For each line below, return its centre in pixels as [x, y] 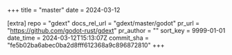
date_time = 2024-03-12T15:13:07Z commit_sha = [78, 38]
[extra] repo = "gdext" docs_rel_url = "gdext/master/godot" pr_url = [103, 23]
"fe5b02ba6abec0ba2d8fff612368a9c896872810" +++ [86, 45]
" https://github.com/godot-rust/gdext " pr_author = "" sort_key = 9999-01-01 [116, 31]
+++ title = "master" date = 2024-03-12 [64, 10]
